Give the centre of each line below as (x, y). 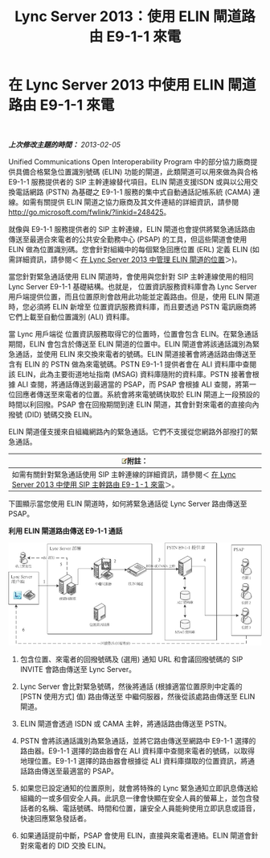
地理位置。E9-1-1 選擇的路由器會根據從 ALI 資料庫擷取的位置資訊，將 (134, 761)
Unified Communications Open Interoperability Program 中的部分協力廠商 (129, 161)
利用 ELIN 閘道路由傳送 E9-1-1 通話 (65, 531)
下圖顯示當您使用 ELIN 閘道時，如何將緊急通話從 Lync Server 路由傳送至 (128, 504)
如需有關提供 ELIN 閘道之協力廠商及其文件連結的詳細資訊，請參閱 (131, 201)
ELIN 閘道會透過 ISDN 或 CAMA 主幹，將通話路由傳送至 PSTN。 (125, 724)
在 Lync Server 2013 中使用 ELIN (117, 85)
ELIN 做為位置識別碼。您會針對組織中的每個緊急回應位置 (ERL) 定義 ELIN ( (131, 249)
